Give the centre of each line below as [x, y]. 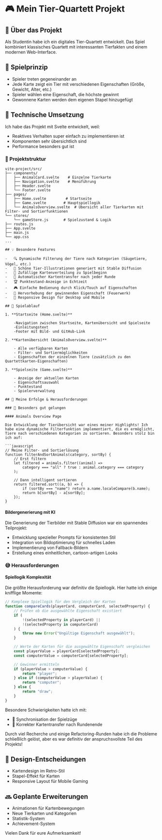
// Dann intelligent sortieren [45, 480]
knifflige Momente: [24, 593]
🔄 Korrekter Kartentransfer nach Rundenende [57, 724]
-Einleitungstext [31, 327]
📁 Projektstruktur [26, 159]
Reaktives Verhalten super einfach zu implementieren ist [68, 136]
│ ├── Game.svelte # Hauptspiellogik [53, 203]
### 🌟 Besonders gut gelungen [36, 408]
